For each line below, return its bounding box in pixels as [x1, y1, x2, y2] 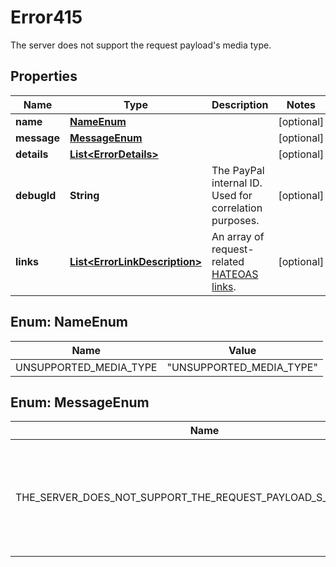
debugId [15, 188, 57, 202]
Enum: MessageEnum [10, 394, 150, 411]
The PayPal [211, 163, 265, 177]
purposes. [211, 213, 260, 227]
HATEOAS [211, 267, 259, 281]
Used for [211, 188, 253, 202]
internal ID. [211, 176, 263, 190]
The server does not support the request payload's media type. [10, 39, 272, 51]
